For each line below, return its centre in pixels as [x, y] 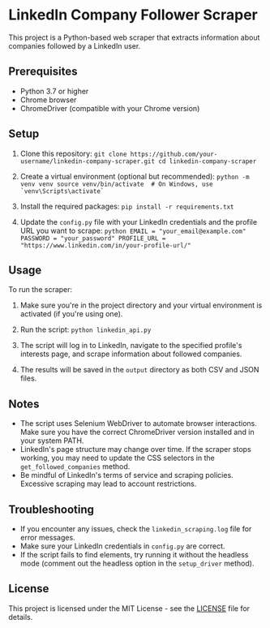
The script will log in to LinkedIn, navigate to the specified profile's [131, 346]
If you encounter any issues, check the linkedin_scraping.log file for [136, 529]
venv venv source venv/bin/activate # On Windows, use [116, 184]
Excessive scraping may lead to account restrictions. [108, 484]
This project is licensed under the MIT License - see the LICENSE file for [129, 608]
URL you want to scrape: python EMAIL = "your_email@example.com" [133, 230]
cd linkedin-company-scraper [207, 161]
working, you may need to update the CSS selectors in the [117, 458]
